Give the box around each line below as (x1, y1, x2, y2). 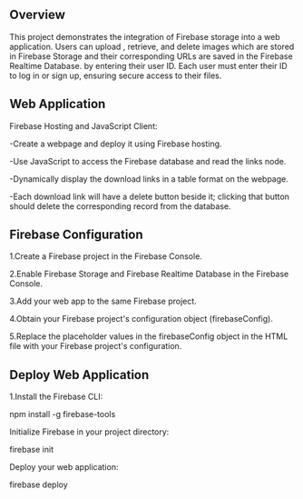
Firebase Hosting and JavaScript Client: (9, 120, 158, 131)
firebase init (9, 444, 54, 455)
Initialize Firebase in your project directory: (9, 426, 170, 437)
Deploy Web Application (9, 367, 150, 383)
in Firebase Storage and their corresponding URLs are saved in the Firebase (9, 50, 293, 62)
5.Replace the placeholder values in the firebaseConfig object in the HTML (9, 331, 288, 342)
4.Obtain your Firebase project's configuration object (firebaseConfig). (9, 314, 274, 324)
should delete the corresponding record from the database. (9, 200, 231, 212)
